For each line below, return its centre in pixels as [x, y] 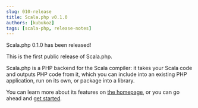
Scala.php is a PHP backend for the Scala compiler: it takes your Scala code [99, 68]
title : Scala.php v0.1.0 [37, 17]
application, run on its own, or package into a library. [70, 81]
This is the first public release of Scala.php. [59, 56]
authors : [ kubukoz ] [30, 23]
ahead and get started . [34, 99]
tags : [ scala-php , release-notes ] [49, 28]
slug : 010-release [29, 12]
